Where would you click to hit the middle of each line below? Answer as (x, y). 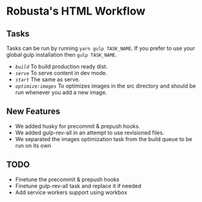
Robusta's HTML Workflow (76, 11)
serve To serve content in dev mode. (61, 73)
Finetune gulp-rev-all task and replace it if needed (78, 186)
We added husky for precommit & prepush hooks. (78, 126)
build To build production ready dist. (61, 66)
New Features (33, 112)
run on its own (33, 145)
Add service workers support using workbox (71, 192)
